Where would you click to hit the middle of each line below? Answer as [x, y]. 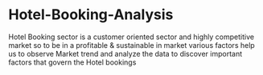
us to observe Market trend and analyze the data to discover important [125, 53]
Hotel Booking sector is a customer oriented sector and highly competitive [131, 37]
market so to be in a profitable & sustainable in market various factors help [131, 45]
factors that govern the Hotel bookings [72, 62]
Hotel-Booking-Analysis [91, 15]
